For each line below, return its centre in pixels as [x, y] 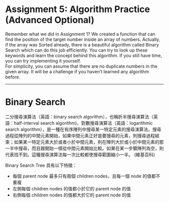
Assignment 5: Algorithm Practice [77, 9]
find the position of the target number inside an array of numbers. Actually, [83, 39]
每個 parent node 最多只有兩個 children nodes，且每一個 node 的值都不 [86, 176]
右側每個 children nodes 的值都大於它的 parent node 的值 [72, 195]
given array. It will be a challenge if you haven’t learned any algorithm [77, 71]
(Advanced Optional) [50, 20]
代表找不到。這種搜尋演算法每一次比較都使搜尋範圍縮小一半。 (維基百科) [80, 155]
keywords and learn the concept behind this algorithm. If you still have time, [84, 55]
